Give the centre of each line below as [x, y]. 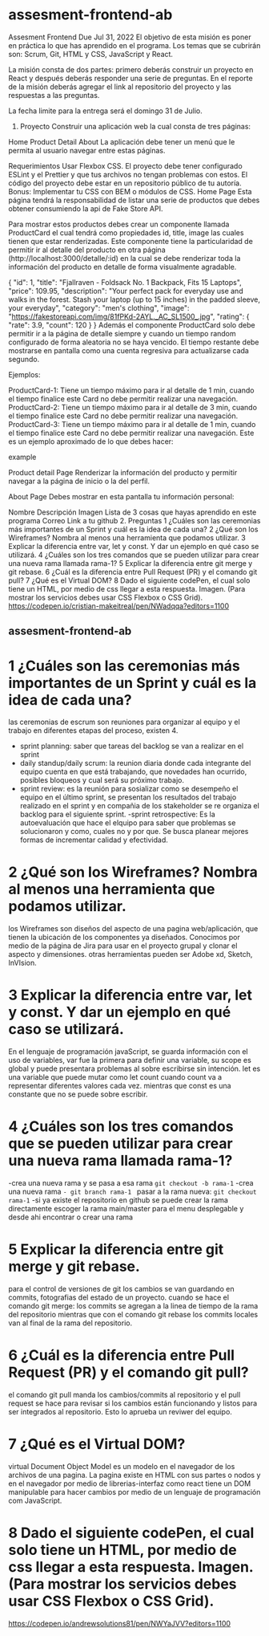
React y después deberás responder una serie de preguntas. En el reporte [131, 78]
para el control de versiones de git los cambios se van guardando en [121, 1289]
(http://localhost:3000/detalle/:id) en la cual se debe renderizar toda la [124, 258]
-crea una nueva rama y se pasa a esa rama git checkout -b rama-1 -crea [131, 1183]
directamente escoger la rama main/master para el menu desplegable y [126, 1209]
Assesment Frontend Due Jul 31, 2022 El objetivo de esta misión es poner [130, 37]
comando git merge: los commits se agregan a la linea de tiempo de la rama [133, 1306]
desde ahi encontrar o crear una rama [71, 1217]
